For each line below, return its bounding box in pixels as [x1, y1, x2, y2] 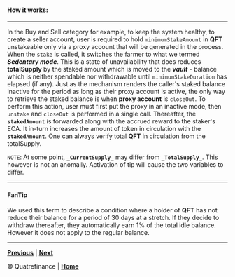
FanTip [7, 190, 28, 199]
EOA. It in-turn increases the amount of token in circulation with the [7, 125, 201, 133]
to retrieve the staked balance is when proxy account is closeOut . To [7, 95, 206, 103]
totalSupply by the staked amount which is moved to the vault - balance [7, 65, 217, 74]
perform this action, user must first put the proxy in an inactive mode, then [7, 102, 222, 111]
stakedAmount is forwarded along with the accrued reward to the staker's [7, 117, 215, 126]
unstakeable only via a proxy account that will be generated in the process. [7, 43, 224, 51]
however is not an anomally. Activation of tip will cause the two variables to [7, 161, 224, 169]
